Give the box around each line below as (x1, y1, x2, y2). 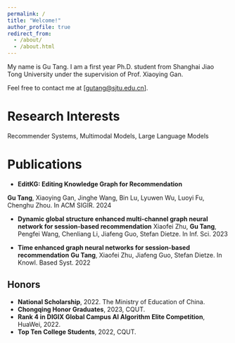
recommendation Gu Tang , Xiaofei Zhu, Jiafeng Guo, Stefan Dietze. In (17, 251, 222, 259)
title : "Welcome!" (7, 17, 61, 24)
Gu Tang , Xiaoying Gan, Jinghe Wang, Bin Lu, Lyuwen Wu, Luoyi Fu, (7, 193, 205, 202)
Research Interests (7, 109, 120, 124)
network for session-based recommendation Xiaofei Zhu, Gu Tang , (17, 222, 217, 230)
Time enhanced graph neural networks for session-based (17, 243, 190, 251)
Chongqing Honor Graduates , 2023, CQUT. (17, 305, 146, 313)
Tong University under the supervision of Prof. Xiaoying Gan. (7, 70, 184, 78)
